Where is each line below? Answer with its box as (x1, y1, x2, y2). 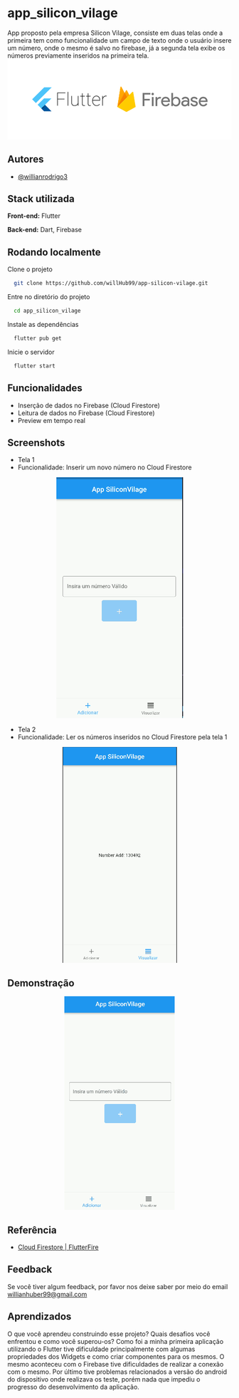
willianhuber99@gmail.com (7, 1290, 87, 1298)
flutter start (14, 362, 55, 370)
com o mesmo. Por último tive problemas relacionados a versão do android (7, 1367, 228, 1376)
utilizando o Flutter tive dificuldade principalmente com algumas (7, 1345, 196, 1353)
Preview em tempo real (17, 416, 85, 424)
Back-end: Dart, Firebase (7, 226, 82, 234)
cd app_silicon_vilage (14, 308, 81, 315)
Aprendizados (7, 1310, 72, 1323)
